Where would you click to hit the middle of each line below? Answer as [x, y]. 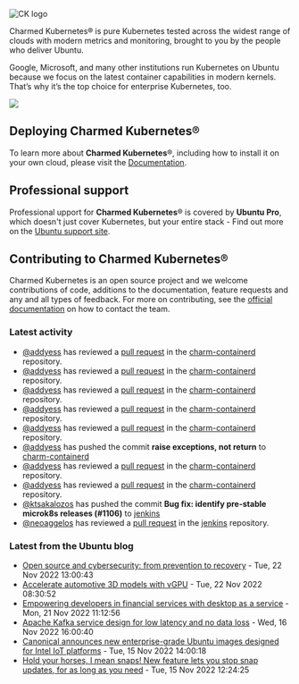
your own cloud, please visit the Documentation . [98, 162]
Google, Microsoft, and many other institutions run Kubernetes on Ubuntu [144, 68]
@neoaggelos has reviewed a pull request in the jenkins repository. [145, 522]
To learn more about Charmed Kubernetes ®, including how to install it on [144, 153]
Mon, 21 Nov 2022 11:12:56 [71, 613]
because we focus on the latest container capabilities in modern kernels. [143, 77]
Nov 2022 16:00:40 [58, 632]
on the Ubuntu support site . [60, 231]
